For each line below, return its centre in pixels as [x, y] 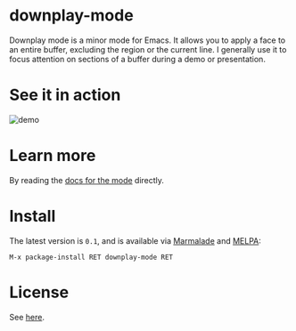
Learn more [53, 156]
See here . [27, 317]
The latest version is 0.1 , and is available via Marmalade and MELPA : [135, 240]
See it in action [65, 95]
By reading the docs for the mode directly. [87, 180]
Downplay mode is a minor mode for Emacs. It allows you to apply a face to [148, 40]
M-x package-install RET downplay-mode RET [91, 257]
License [39, 292]
